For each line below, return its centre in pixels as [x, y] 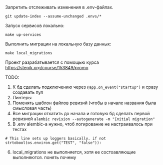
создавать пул [28, 92]
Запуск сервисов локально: [35, 25]
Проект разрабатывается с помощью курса [52, 62]
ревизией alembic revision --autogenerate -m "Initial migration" [83, 119]
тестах [19, 129]
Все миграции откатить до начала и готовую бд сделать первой [81, 113]
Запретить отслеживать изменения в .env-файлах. [59, 7]
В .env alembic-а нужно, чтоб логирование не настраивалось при [82, 124]
